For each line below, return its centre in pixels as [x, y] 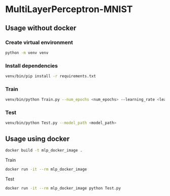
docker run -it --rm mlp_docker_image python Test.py [63, 188]
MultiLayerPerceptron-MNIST [69, 9]
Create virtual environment [39, 42]
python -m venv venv [27, 53]
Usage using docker [37, 139]
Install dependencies [32, 66]
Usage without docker [41, 28]
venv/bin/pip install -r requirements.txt [51, 76]
